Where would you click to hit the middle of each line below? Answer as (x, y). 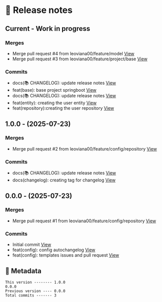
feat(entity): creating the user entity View (54, 103)
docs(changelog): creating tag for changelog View (64, 180)
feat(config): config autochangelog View (54, 250)
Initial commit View (32, 245)
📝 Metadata (23, 271)
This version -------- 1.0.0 (35, 282)
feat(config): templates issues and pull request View (66, 255)
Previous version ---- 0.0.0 (35, 291)
